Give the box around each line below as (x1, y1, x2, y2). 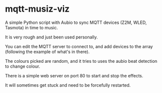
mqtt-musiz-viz (5, 3, 70, 15)
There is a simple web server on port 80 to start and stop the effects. (5, 73, 144, 78)
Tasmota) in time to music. (5, 24, 58, 30)
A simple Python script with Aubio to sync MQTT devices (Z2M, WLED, (5, 19, 147, 25)
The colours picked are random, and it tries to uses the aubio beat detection (5, 58, 158, 64)
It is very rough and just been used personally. (5, 34, 98, 40)
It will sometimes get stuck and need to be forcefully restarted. (5, 82, 131, 88)
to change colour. (5, 63, 40, 69)
